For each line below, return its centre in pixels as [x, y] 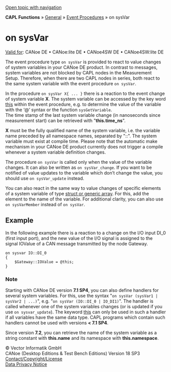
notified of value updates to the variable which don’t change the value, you [84, 172]
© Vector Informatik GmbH [33, 348]
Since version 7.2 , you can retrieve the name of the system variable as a [81, 333]
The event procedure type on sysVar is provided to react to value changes [83, 62]
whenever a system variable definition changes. [56, 152]
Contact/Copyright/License [34, 359]
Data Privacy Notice [26, 364]
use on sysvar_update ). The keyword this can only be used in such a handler [86, 312]
